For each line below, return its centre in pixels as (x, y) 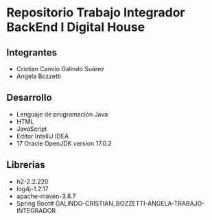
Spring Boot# (35, 203)
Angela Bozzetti (38, 76)
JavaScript (32, 129)
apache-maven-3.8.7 (46, 196)
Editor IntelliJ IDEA (43, 136)
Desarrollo (29, 98)
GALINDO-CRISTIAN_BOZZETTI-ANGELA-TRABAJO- (130, 203)
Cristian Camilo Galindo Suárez (60, 69)
